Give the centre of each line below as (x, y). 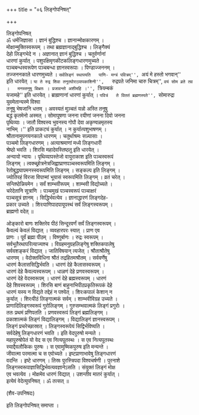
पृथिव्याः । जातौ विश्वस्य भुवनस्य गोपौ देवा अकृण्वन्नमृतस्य (59, 122)
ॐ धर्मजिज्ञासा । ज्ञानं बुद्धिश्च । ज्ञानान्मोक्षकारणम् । (55, 40)
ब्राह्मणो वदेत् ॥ (20, 211)
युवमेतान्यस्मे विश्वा (23, 102)
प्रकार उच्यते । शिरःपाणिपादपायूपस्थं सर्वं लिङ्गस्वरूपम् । (60, 204)
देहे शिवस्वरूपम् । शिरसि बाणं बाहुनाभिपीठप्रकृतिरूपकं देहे (59, 285)
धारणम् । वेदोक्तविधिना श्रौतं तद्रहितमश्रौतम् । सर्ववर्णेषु (57, 258)
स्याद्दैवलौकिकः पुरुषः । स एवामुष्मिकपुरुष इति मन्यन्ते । (57, 347)
